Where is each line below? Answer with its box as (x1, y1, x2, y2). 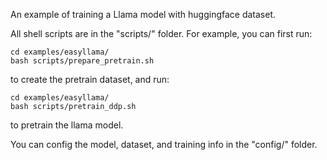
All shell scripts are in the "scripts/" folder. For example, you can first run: (10, 28, 313, 39)
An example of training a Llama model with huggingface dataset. (10, 9, 277, 20)
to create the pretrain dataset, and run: (10, 74, 170, 85)
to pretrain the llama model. (10, 119, 124, 131)
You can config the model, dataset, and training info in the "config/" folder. (10, 139, 318, 150)
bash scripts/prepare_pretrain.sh (10, 56, 155, 66)
